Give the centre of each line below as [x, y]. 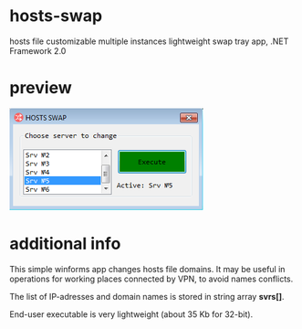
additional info [65, 244]
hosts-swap [56, 16]
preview [41, 88]
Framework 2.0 [38, 50]
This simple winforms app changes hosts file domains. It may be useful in [147, 269]
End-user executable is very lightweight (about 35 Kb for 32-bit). [131, 314]
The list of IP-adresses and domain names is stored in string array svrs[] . [147, 296]
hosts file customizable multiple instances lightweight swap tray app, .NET [149, 41]
